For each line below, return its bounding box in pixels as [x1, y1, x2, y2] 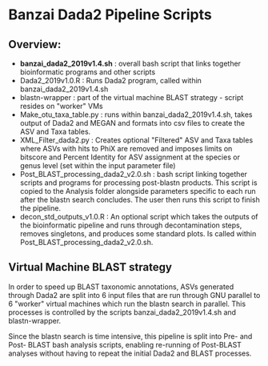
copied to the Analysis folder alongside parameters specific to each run [19, 187, 256, 195]
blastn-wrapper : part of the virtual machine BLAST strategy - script [19, 93, 244, 102]
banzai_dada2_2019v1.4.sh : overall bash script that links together [19, 58, 242, 68]
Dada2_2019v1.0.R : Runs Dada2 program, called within [19, 76, 202, 85]
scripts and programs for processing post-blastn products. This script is [19, 178, 258, 187]
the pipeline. [19, 203, 62, 213]
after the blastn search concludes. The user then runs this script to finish [19, 195, 260, 204]
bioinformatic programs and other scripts [19, 67, 156, 77]
